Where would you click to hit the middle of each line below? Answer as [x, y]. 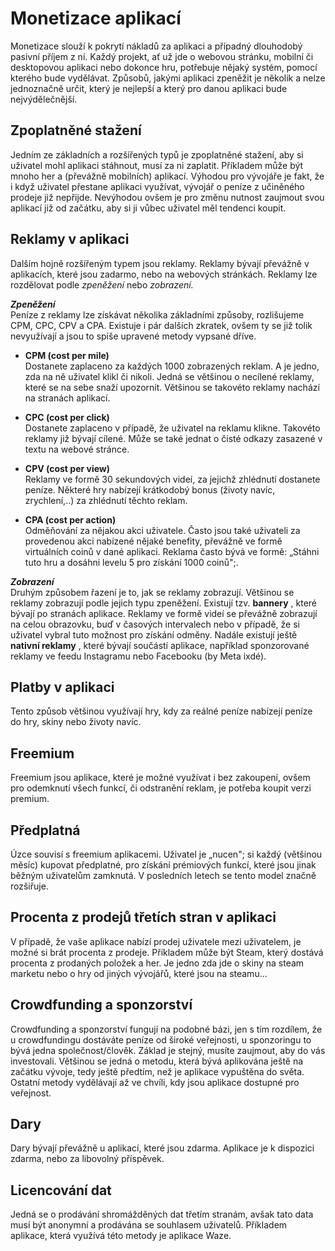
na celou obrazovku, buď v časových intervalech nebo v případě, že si [155, 624]
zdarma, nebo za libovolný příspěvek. [87, 1159]
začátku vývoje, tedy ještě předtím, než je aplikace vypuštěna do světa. [157, 1071]
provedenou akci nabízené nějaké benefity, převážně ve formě [153, 541]
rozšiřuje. [29, 886]
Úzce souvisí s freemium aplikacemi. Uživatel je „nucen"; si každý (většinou [166, 854]
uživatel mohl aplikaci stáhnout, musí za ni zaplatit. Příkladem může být [157, 165]
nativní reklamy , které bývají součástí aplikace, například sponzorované [160, 645]
